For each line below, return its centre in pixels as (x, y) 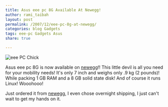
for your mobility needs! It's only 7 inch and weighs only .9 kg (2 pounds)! (82, 72)
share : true (18, 39)
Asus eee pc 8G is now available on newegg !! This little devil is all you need (84, 67)
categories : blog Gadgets (33, 29)
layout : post (19, 19)
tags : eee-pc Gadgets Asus (34, 34)
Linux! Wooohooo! (24, 83)
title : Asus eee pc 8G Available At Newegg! (53, 10)
